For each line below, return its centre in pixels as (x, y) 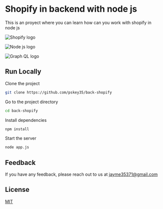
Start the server (21, 139)
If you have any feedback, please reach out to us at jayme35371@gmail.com (81, 174)
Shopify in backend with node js (71, 9)
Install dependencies (26, 120)
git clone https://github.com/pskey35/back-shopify (58, 92)
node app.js (17, 147)
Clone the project (22, 83)
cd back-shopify (21, 111)
